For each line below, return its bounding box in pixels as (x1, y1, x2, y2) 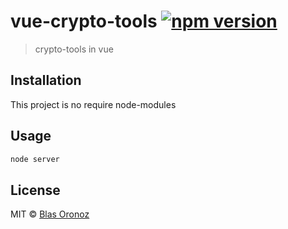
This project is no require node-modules (10, 98, 177, 110)
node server (10, 154, 60, 164)
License (10, 181, 61, 199)
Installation (10, 72, 82, 89)
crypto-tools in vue (34, 43, 114, 55)
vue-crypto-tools (10, 10, 158, 33)
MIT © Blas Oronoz (10, 208, 90, 220)
